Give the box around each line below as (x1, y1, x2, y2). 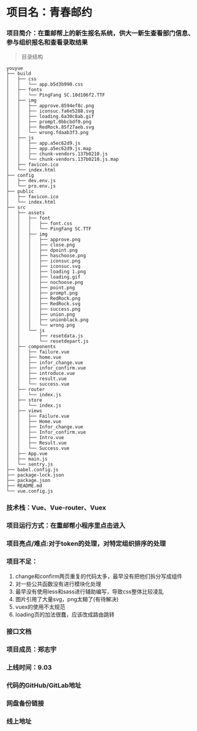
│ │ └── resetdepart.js (6, 338, 89, 344)
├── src (6, 204, 26, 211)
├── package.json (6, 478, 51, 484)
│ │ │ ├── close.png (6, 242, 75, 248)
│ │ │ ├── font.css (6, 221, 72, 227)
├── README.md (6, 483, 43, 489)
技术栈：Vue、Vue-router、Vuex (6, 503, 106, 512)
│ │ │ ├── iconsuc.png (6, 258, 81, 264)
